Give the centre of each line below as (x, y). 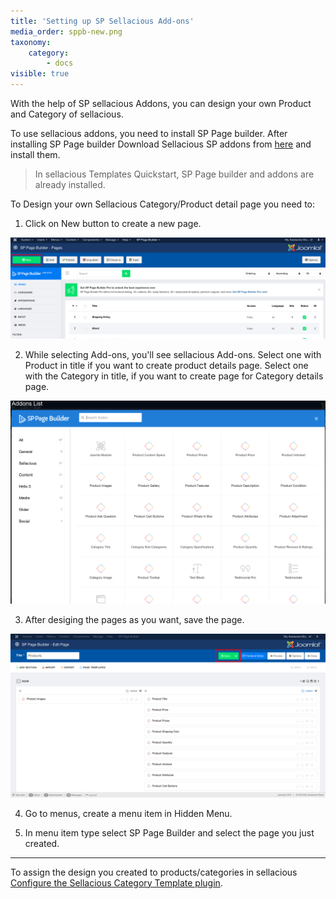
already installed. (70, 184)
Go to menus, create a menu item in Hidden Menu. (128, 813)
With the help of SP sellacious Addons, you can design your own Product (161, 103)
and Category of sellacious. (67, 114)
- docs (60, 63)
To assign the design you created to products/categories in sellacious (154, 872)
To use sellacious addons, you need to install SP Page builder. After (149, 133)
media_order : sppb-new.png (66, 31)
